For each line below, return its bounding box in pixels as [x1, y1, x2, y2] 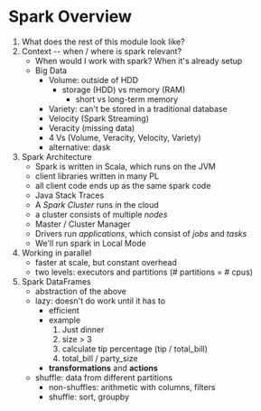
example [48, 314, 81, 325]
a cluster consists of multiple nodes [34, 209, 168, 220]
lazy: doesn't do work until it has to [34, 295, 166, 306]
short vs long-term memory [75, 93, 179, 105]
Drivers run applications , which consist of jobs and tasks [34, 228, 247, 238]
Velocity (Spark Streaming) [48, 113, 150, 124]
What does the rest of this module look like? [21, 36, 186, 47]
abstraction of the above [34, 285, 127, 296]
